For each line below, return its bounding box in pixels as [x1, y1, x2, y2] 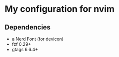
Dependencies [4, 23, 51, 31]
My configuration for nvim [4, 3, 115, 15]
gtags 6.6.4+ [11, 47, 38, 52]
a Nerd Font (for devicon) [11, 36, 64, 42]
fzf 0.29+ [11, 41, 31, 47]
